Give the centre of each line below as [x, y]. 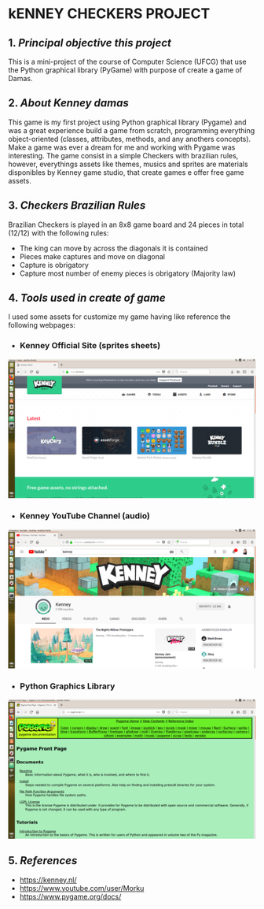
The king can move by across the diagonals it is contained [114, 248]
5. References [43, 861]
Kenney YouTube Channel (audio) [85, 516]
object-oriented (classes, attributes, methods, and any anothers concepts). [130, 139]
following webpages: [42, 325]
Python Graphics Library [67, 686]
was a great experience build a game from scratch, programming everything [132, 130]
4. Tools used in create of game [87, 298]
